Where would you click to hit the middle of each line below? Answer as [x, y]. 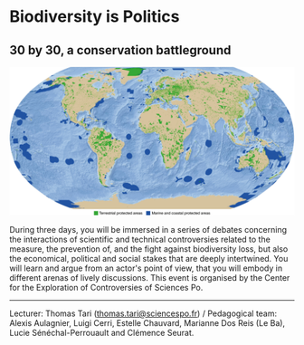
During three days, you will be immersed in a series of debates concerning [148, 229]
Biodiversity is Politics [95, 17]
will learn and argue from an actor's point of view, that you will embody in [146, 268]
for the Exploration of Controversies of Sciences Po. [106, 287]
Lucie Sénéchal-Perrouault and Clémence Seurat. [102, 332]
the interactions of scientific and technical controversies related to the [140, 239]
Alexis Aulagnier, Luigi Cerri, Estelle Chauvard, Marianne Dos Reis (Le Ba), [147, 322]
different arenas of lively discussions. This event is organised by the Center [150, 277]
